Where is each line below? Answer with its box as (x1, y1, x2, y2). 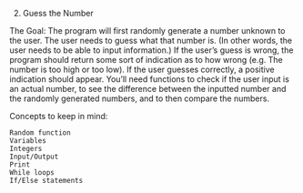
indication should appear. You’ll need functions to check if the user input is (9, 74, 289, 85)
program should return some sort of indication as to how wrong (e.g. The (9, 55, 284, 65)
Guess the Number (22, 8, 94, 18)
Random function (9, 128, 71, 137)
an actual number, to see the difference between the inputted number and (9, 84, 287, 94)
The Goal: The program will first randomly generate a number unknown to (9, 25, 286, 36)
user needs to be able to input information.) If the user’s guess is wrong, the (9, 45, 294, 56)
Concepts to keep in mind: (9, 111, 108, 121)
